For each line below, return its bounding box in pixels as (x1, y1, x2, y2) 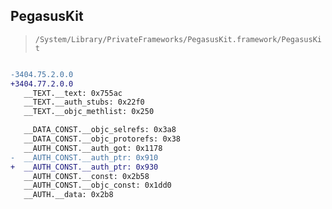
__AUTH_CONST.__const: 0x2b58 (23, 171, 150, 181)
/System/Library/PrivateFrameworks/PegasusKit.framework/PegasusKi (34, 34, 322, 44)
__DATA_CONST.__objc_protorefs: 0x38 (23, 134, 182, 144)
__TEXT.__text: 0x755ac (23, 88, 123, 98)
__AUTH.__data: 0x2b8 (23, 190, 114, 200)
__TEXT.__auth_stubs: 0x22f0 (23, 97, 145, 108)
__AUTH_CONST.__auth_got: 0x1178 (23, 143, 163, 153)
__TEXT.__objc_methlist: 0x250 (23, 107, 155, 117)
